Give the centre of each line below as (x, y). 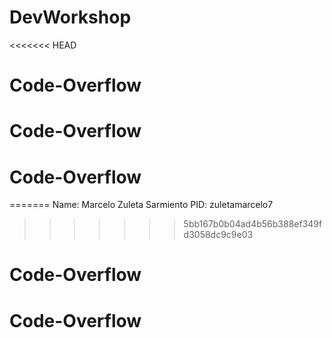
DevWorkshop (70, 17)
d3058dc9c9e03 (218, 235)
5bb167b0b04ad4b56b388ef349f (253, 224)
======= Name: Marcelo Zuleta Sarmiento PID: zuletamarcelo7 (141, 205)
